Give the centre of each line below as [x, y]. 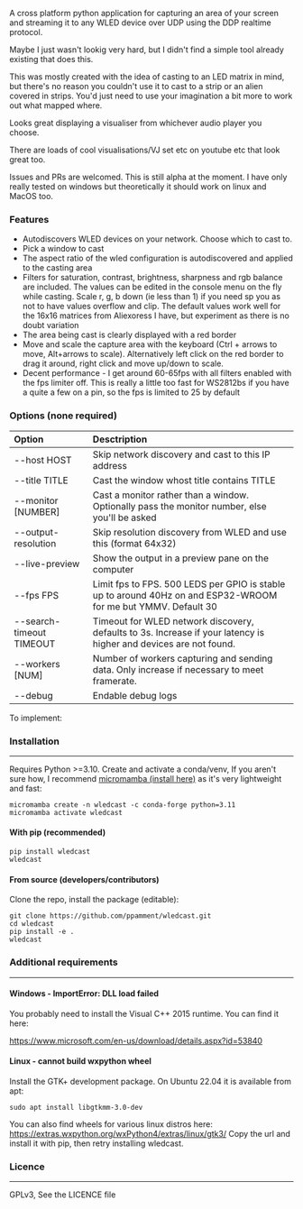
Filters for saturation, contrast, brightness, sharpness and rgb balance [152, 278]
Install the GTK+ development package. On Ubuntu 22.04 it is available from [150, 1081]
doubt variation [50, 325]
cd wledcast [32, 924]
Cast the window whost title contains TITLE [184, 480]
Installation [35, 741]
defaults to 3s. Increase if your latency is [178, 632]
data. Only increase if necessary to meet [178, 669]
